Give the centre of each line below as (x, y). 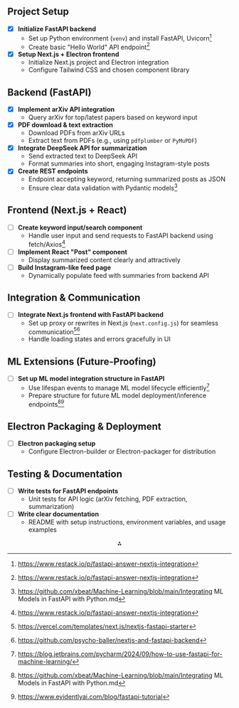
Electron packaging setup (57, 444)
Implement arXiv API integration (66, 109)
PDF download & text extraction (65, 125)
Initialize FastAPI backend (57, 28)
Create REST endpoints (53, 171)
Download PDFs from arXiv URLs (76, 133)
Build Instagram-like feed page (64, 267)
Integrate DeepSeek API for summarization (82, 148)
